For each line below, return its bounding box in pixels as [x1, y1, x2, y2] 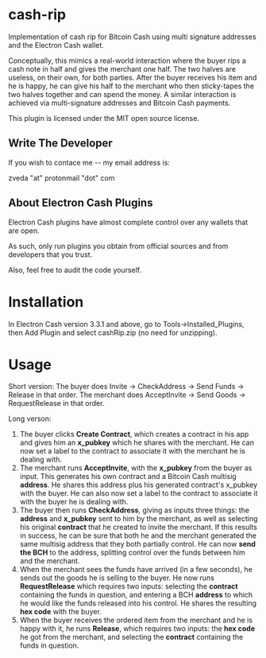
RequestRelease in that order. [8, 399, 105, 408]
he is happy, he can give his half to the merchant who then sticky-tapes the [8, 81, 255, 91]
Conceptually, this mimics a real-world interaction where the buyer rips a [8, 56, 246, 65]
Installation [8, 293, 84, 311]
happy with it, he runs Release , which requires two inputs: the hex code [19, 624, 256, 633]
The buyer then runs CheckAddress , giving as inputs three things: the [19, 505, 250, 515]
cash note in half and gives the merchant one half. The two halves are [8, 64, 237, 73]
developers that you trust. [8, 249, 93, 259]
